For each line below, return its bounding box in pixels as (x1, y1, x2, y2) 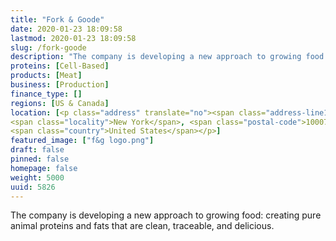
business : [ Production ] (10, 80, 110, 90)
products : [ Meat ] (10, 71, 83, 81)
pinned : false (10, 154, 70, 164)
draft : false (10, 145, 65, 155)
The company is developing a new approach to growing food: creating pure (10, 209, 322, 221)
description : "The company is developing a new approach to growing (10, 52, 302, 62)
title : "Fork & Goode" (10, 14, 105, 25)
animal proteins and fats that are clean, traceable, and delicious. (10, 220, 275, 232)
